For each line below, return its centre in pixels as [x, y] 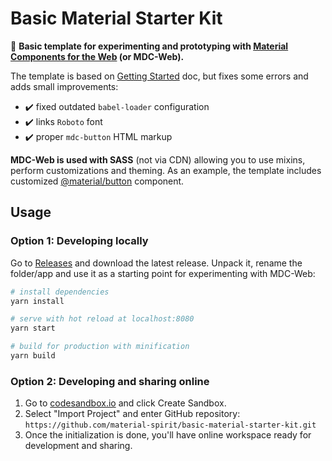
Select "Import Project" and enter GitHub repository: [132, 414]
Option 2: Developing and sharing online [110, 381]
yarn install [37, 301]
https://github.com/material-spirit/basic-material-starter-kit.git [170, 425]
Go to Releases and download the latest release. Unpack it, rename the [156, 263]
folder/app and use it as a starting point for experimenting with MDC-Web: [163, 273]
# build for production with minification [100, 347]
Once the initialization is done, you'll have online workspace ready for [168, 435]
